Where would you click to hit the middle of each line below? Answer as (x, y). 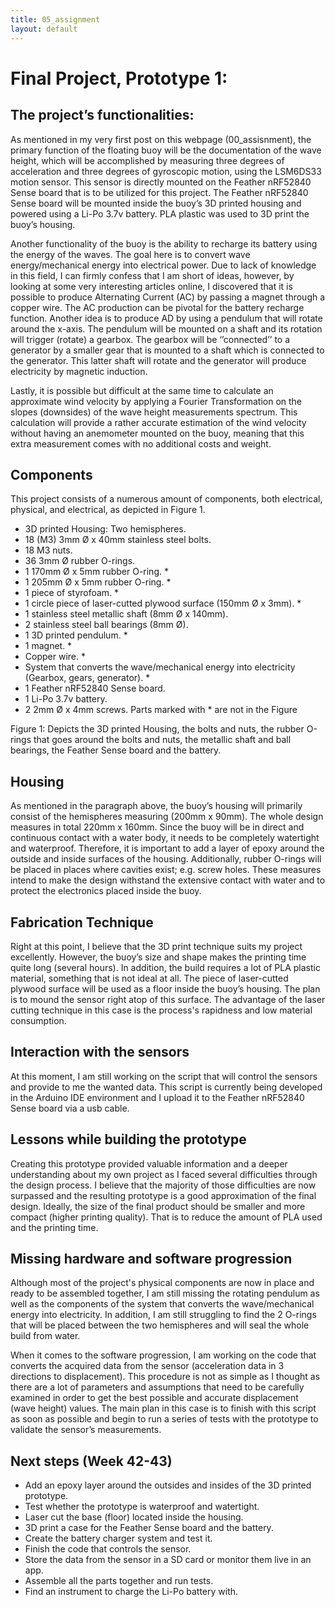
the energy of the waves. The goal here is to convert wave (130, 254)
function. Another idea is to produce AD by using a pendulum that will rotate (166, 318)
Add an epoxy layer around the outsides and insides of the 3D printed (168, 1485)
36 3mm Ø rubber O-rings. (80, 561)
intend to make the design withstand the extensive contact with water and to (168, 880)
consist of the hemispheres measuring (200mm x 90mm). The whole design (167, 817)
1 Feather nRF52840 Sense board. (95, 688)
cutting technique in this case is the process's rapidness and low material (161, 1010)
